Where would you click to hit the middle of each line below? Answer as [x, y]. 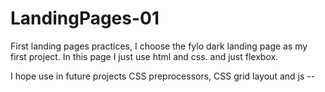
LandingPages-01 [85, 18]
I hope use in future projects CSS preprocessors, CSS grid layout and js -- [163, 76]
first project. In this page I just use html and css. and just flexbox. [144, 56]
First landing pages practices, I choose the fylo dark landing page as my [159, 46]
